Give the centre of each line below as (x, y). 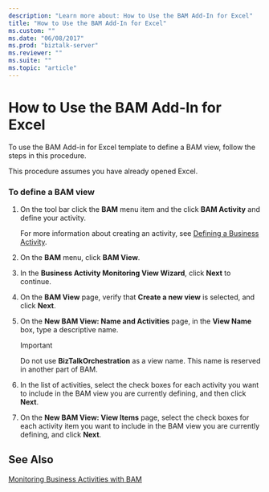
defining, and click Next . (61, 434)
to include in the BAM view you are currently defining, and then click (133, 393)
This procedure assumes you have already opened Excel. (103, 171)
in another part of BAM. (59, 369)
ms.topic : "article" (43, 68)
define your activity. (53, 218)
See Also (31, 459)
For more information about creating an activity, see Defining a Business (139, 233)
